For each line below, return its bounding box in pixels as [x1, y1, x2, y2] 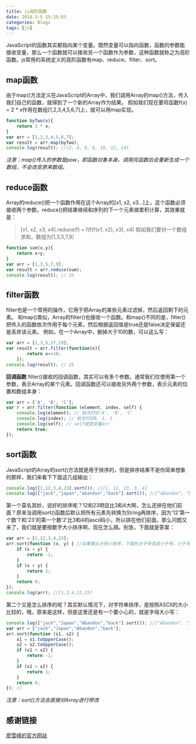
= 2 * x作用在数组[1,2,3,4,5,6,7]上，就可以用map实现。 [6, 106, 137, 113]
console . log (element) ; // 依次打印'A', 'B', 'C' [16, 410, 134, 416]
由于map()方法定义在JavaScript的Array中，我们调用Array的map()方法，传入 [6, 92, 188, 99]
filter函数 [6, 290, 40, 300]
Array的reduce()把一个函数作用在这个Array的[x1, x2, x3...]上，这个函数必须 [6, 199, 186, 206]
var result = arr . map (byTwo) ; [6, 140, 80, 146]
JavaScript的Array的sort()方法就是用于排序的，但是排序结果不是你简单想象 [6, 466, 186, 473]
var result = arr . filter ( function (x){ [6, 345, 100, 351]
